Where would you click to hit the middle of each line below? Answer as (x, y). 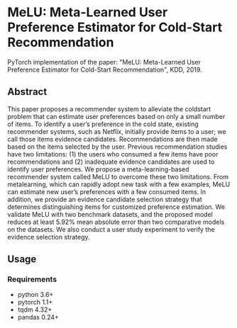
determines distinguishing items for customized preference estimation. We (116, 207)
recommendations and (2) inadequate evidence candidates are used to (111, 162)
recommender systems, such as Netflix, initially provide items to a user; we (117, 131)
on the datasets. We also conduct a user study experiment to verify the (111, 229)
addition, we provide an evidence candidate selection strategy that (105, 199)
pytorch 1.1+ (35, 302)
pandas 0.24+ (38, 317)
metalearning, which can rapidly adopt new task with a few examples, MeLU (119, 184)
